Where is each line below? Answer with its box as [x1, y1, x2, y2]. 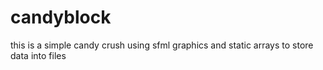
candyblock [10, 6, 112, 29]
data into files [10, 49, 67, 61]
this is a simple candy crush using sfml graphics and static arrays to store [10, 39, 314, 51]
